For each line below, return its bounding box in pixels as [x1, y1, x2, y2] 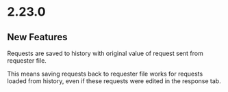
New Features [7, 31, 68, 43]
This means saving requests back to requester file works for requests [7, 70, 203, 78]
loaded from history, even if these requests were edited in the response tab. [7, 77, 221, 85]
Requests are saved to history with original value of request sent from [7, 49, 203, 57]
